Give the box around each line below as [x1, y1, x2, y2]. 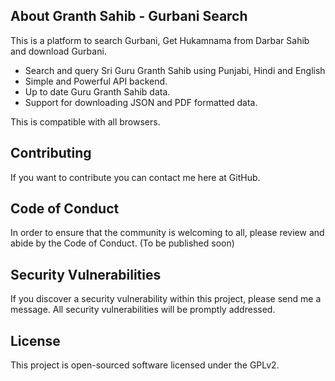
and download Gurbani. [10, 45, 107, 57]
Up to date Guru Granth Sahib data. [24, 85, 171, 98]
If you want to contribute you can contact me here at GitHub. [10, 171, 261, 183]
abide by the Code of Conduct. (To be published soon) [10, 237, 235, 249]
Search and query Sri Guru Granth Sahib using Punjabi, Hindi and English [24, 64, 326, 76]
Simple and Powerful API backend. [24, 75, 168, 87]
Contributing [10, 145, 92, 162]
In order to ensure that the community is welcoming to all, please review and [10, 227, 325, 239]
